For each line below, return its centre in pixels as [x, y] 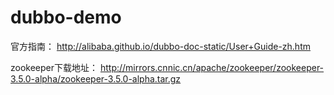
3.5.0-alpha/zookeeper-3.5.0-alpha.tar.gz [96, 78]
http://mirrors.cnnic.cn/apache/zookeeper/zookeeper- [212, 67]
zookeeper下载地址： [54, 67]
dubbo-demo [66, 17]
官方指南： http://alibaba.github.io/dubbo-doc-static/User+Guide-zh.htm [160, 46]
